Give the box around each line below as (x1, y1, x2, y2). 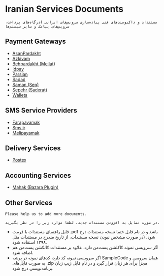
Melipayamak (12, 130, 40, 136)
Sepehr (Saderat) (12, 87, 48, 93)
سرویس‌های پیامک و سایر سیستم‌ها (5, 24, 69, 29)
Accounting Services (5, 171, 71, 180)
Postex (12, 157, 27, 163)
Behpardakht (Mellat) (12, 60, 56, 67)
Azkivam (12, 55, 31, 61)
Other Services (5, 198, 53, 207)
